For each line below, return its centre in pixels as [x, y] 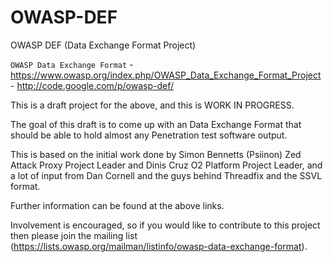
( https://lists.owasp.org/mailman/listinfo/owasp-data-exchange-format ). [159, 246]
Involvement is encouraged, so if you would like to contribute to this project [165, 225]
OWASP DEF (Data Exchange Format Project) [103, 45]
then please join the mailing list [74, 235]
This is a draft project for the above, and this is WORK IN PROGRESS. [152, 105]
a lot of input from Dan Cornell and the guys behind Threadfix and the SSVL [166, 175]
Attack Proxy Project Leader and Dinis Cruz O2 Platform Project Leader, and [166, 165]
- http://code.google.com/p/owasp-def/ [92, 85]
